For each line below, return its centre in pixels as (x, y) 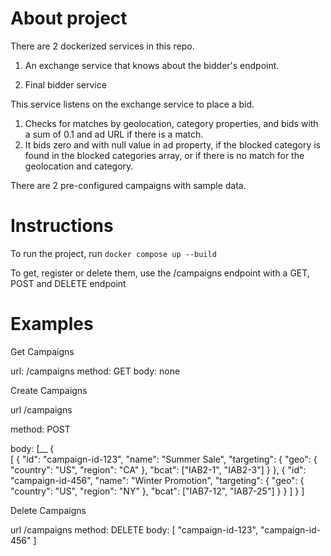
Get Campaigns (42, 351)
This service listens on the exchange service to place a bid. (132, 104)
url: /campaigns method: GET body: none (95, 371)
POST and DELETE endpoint (68, 283)
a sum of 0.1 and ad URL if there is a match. (114, 134)
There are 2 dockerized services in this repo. (102, 46)
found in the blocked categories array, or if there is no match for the (164, 155)
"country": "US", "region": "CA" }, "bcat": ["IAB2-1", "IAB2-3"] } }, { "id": (158, 469)
